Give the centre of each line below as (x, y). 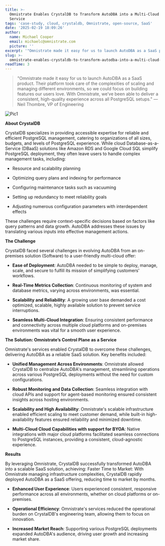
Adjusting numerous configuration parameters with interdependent (80, 207)
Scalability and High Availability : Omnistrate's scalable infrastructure (83, 409)
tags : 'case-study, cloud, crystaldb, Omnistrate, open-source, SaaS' (79, 23)
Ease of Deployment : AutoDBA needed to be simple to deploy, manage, (85, 265)
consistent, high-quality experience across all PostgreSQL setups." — (87, 99)
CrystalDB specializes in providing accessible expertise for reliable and (77, 133)
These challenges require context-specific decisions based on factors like (80, 221)
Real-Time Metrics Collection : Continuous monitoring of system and (82, 286)
